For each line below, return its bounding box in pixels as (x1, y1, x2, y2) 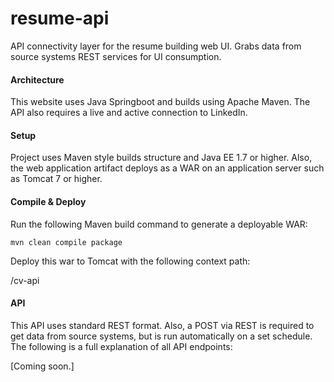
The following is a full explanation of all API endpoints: (10, 340, 233, 352)
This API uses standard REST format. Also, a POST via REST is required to (10, 319, 315, 331)
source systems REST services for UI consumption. (10, 50, 222, 62)
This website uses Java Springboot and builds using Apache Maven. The (10, 96, 311, 108)
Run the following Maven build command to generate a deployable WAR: (10, 218, 308, 230)
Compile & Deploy (10, 195, 87, 207)
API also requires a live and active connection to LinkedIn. (10, 107, 248, 119)
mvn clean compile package (10, 237, 123, 247)
